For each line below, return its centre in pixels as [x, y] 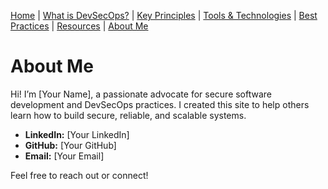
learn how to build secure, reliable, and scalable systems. [128, 115]
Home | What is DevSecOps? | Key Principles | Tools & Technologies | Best [164, 15]
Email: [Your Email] [64, 156]
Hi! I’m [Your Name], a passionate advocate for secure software [141, 94]
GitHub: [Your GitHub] [70, 145]
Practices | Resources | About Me [79, 26]
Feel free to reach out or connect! [79, 175]
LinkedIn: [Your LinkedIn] [77, 134]
